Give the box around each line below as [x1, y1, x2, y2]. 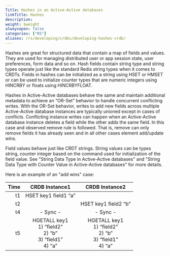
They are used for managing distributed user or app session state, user [5, 55, 154, 61]
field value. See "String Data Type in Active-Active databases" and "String [5, 156, 160, 162]
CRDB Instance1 [30, 183, 71, 190]
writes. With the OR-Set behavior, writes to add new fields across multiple [5, 103, 160, 109]
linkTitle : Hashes [5, 12, 44, 17]
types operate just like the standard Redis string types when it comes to [5, 66, 156, 72]
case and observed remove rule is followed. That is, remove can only [5, 124, 150, 130]
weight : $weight [5, 21, 40, 27]
